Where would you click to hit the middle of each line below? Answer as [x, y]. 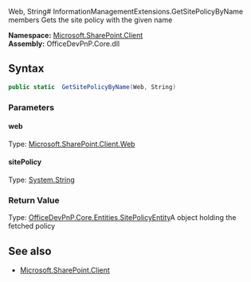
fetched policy [32, 226]
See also [30, 251]
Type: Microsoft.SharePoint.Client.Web [72, 144]
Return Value [34, 200]
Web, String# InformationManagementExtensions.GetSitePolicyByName [126, 12]
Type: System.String [42, 180]
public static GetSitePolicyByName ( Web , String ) [92, 87]
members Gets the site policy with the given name [90, 20]
